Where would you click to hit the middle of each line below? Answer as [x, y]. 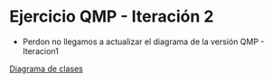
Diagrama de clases [46, 69]
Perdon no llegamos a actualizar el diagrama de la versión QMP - [143, 41]
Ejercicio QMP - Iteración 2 [112, 17]
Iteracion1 [40, 51]
